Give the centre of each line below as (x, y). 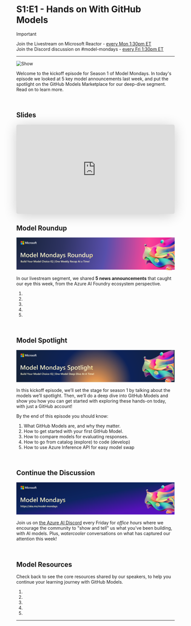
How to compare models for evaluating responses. (76, 436)
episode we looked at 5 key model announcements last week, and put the (92, 79)
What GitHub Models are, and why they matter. (72, 426)
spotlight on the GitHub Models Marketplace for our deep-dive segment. (91, 84)
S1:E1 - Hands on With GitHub (79, 9)
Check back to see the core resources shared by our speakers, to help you (94, 577)
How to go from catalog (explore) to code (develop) (77, 442)
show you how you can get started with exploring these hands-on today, (91, 401)
